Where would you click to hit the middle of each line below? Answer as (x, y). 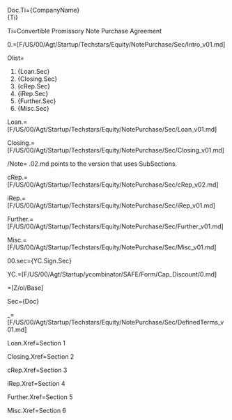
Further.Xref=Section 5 (40, 397)
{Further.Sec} (37, 101)
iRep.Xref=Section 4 (36, 383)
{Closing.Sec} (37, 79)
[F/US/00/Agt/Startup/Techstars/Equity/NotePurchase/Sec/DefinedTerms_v (116, 322)
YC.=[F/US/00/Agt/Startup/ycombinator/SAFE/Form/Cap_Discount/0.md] (112, 274)
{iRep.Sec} (33, 94)
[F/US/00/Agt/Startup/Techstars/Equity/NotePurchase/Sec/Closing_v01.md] (116, 150)
